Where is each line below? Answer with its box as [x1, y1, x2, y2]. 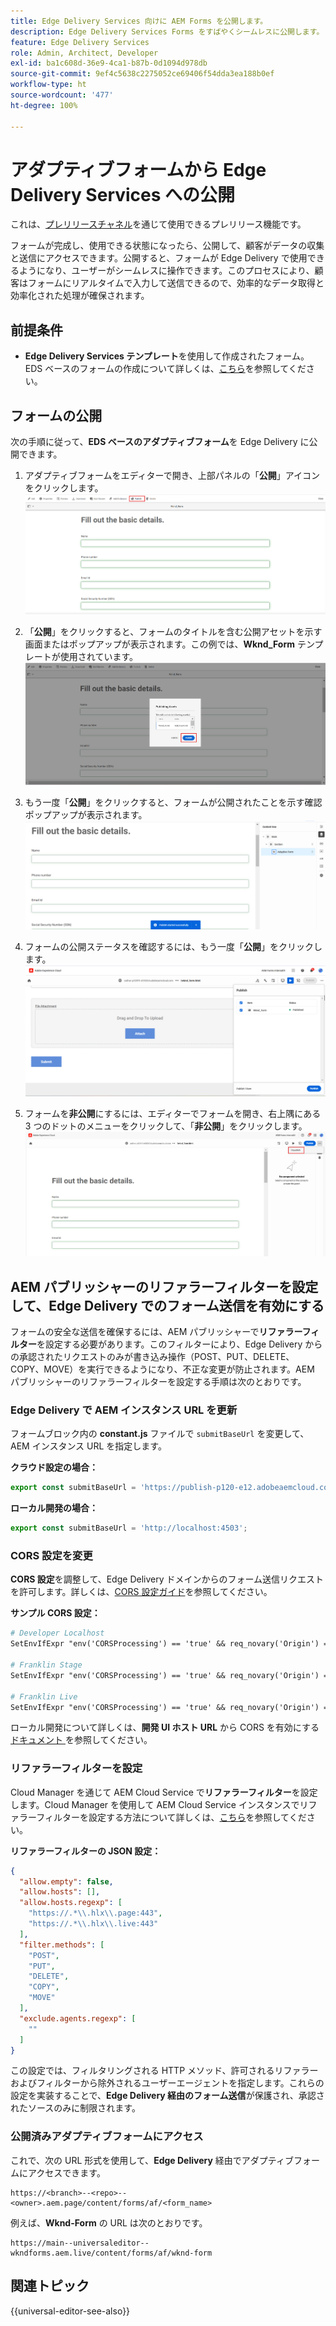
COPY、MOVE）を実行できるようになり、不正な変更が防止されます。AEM [10, 1363, 315, 1375]
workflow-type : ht [10, 80, 87, 90]
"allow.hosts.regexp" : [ [19, 1898, 123, 1908]
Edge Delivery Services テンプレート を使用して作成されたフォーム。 [24, 350, 310, 362]
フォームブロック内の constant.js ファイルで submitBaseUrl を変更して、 [10, 1428, 310, 1440]
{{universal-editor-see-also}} [10, 2305, 131, 2317]
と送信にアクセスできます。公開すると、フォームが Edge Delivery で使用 [10, 252, 308, 264]
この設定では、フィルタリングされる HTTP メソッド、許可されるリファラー [10, 2065, 319, 2077]
